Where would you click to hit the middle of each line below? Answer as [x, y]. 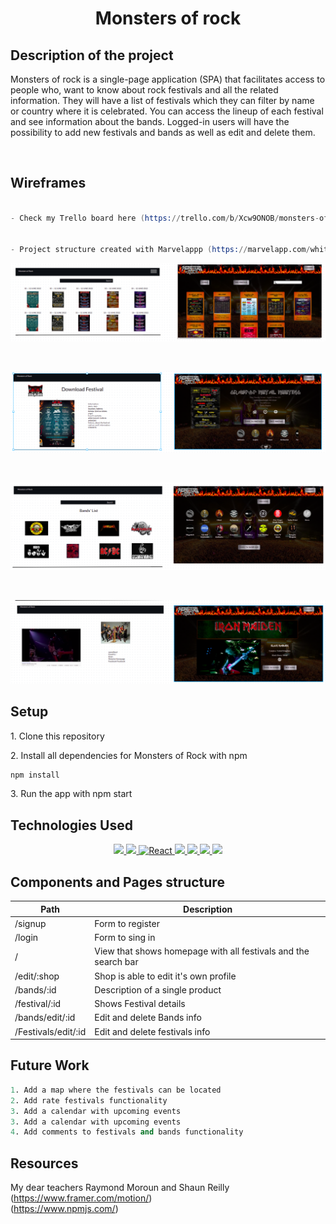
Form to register [127, 923]
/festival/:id [38, 1004]
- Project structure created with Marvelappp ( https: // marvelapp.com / [160, 250]
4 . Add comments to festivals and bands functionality [127, 1132]
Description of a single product [158, 989]
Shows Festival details [140, 1004]
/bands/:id [35, 989]
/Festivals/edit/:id [50, 1031]
